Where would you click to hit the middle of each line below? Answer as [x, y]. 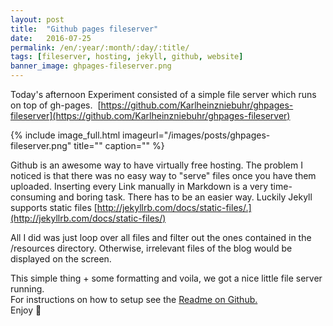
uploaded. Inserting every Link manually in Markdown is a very [139, 186]
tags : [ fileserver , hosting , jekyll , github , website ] [127, 57]
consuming [33, 197]
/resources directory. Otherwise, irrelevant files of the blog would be [151, 248]
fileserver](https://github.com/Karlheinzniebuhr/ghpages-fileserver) [150, 115]
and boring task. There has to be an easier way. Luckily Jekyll [185, 197]
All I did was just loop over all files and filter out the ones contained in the [161, 237]
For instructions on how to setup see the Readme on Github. [134, 299]
